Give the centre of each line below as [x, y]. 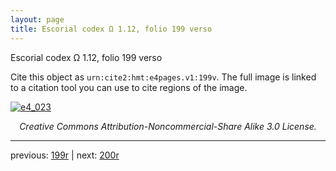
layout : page [37, 19]
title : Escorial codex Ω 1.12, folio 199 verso [111, 29]
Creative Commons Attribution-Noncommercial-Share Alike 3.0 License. [168, 126]
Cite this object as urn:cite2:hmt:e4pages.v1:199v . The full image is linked [163, 77]
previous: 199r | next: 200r [65, 155]
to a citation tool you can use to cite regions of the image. [129, 87]
